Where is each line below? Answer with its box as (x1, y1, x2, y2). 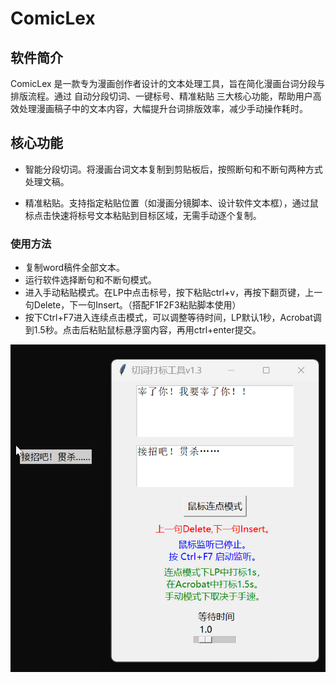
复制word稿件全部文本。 (24, 262, 126, 274)
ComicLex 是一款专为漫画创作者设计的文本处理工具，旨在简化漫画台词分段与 (10, 78, 326, 89)
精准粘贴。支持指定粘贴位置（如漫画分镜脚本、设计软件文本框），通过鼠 (24, 197, 319, 209)
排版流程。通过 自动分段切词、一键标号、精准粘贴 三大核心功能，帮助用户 (10, 90, 313, 102)
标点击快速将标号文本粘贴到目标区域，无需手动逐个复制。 (24, 209, 262, 221)
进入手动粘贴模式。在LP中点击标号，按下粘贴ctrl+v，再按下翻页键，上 (24, 287, 315, 299)
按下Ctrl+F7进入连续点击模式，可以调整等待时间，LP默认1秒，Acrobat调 (24, 312, 322, 324)
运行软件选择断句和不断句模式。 (24, 274, 157, 286)
